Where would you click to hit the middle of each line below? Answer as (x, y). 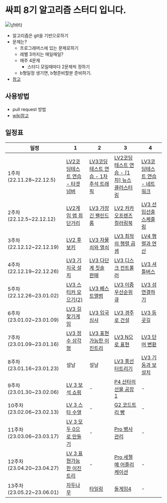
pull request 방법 (29, 109)
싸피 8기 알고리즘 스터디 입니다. (66, 10)
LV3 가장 (99, 208)
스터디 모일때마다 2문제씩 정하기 (59, 66)
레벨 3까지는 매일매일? (42, 54)
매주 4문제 (30, 60)
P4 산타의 (125, 381)
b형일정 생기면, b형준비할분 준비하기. (56, 73)
